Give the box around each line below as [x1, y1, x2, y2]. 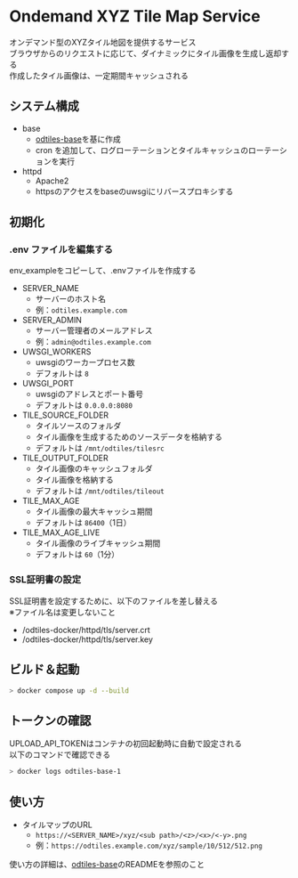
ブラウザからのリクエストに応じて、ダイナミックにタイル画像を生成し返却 [9, 47, 282, 59]
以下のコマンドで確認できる [9, 750, 111, 760]
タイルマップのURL [21, 819, 93, 830]
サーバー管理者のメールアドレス [35, 325, 153, 336]
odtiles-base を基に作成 [35, 134, 122, 144]
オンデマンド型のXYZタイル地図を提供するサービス [9, 37, 197, 47]
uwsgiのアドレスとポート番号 [35, 389, 144, 400]
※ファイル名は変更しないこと [9, 606, 116, 617]
